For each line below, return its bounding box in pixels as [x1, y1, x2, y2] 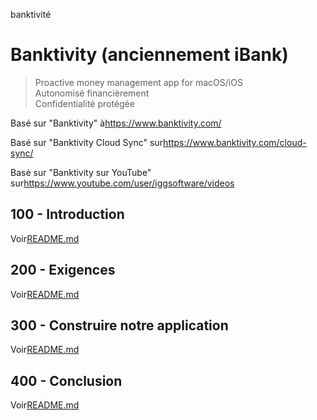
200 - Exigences [10, 262, 116, 279]
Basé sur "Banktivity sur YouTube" [10, 166, 152, 178]
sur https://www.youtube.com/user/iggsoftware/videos [10, 177, 235, 189]
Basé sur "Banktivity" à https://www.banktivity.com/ [10, 117, 222, 129]
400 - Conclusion [10, 372, 123, 389]
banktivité [10, 9, 52, 20]
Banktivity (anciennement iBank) [10, 44, 289, 66]
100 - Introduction [10, 206, 125, 223]
